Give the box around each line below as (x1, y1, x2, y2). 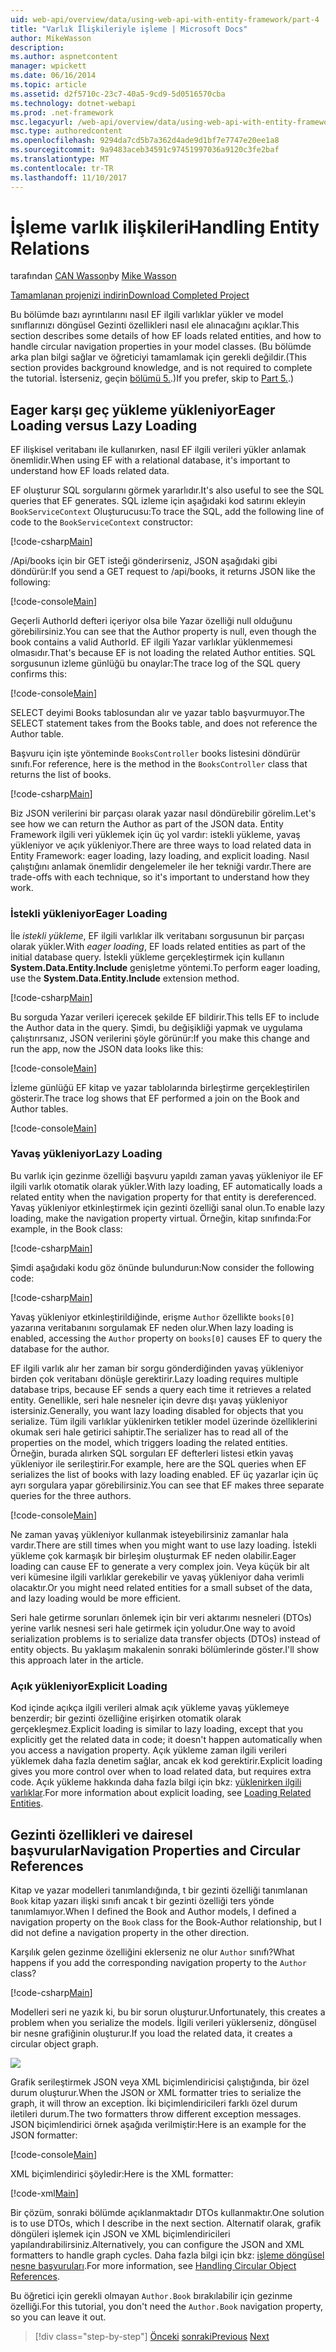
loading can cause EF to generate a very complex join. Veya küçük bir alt (10, 1560, 310, 1572)
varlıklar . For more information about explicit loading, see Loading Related (10, 1787, 312, 1799)
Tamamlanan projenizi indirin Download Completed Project (10, 289, 250, 301)
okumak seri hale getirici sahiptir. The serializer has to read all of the (10, 1426, 289, 1438)
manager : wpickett (10, 61, 87, 71)
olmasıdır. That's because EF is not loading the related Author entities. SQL (10, 647, 316, 659)
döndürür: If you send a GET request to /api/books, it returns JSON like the (10, 566, 316, 578)
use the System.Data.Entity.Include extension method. (10, 972, 240, 984)
